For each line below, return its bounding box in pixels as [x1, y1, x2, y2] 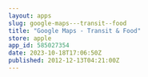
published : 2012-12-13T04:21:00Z [8, 57, 120, 65]
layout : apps [8, 11, 52, 20]
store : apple [8, 34, 52, 43]
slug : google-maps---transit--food [8, 19, 127, 27]
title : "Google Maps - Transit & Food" [8, 26, 142, 34]
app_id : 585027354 [8, 42, 70, 50]
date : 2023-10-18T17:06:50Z [8, 49, 102, 57]
